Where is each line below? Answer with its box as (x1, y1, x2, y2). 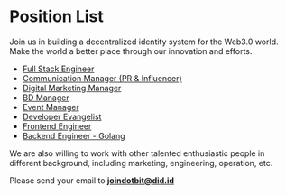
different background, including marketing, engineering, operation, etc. (9, 157, 273, 168)
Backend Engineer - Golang (22, 130, 125, 141)
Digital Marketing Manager (22, 82, 122, 93)
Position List (9, 6, 104, 27)
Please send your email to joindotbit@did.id (9, 174, 174, 186)
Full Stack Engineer (22, 63, 95, 74)
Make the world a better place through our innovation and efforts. (9, 45, 253, 56)
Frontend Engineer (22, 120, 92, 132)
